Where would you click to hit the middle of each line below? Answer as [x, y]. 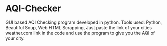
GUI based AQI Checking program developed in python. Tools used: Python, [84, 22]
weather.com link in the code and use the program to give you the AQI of [80, 33]
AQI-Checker [33, 9]
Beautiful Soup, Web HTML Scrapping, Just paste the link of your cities [78, 27]
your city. [15, 38]
